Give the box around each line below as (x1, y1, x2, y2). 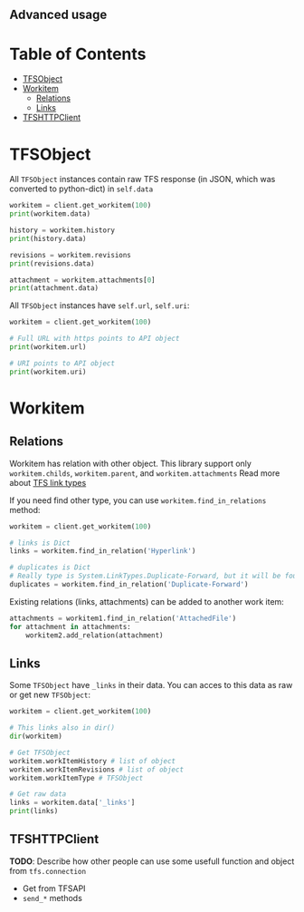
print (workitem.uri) (9, 367, 88, 376)
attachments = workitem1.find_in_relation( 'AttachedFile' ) (9, 614, 237, 623)
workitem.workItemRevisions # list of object (9, 765, 184, 774)
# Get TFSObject (9, 748, 71, 757)
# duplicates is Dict (9, 563, 91, 572)
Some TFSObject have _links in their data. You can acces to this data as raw (9, 680, 293, 691)
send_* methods (22, 892, 83, 903)
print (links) (9, 807, 59, 816)
